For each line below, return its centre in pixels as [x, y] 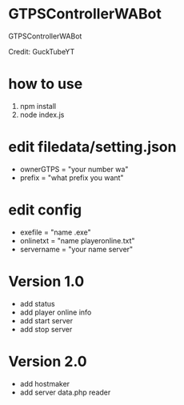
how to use [46, 84]
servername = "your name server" [76, 249]
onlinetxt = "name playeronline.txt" [77, 240]
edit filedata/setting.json [92, 147]
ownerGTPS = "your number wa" [74, 169]
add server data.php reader [65, 392]
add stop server [46, 329]
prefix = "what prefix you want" [72, 178]
